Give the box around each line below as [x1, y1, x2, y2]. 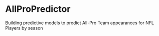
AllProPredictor [5, 3, 71, 15]
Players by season [5, 25, 44, 31]
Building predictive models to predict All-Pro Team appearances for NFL [5, 20, 154, 26]
